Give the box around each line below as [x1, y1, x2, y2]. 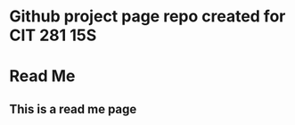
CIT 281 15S [9, 25, 97, 46]
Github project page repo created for [9, 6, 286, 27]
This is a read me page [9, 101, 137, 117]
